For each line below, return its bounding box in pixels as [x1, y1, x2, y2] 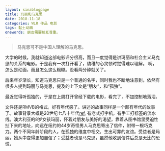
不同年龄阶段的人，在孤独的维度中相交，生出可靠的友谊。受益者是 [22, 128, 156, 134]
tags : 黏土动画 [5, 25, 33, 30]
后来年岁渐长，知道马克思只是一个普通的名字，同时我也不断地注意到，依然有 [5, 77, 160, 83]
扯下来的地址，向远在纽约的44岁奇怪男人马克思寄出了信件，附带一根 [5, 123, 144, 128]
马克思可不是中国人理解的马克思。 [17, 44, 86, 50]
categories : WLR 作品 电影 [5, 21, 57, 26]
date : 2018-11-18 [5, 16, 41, 21]
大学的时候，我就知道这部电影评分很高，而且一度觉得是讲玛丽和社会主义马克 [5, 54, 160, 60]
